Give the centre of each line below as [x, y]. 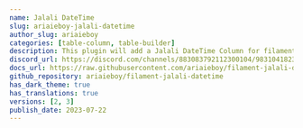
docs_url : [28, 69]
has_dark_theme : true [50, 85]
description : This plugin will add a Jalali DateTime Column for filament [153, 51]
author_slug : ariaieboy [54, 34]
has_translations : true [54, 93]
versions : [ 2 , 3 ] [42, 101]
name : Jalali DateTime [52, 18]
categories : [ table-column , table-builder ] [92, 43]
